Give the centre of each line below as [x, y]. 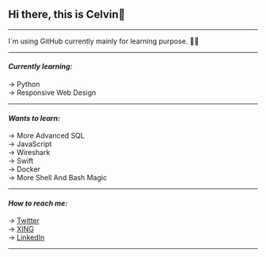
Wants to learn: [34, 118]
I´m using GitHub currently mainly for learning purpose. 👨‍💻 [104, 41]
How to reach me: [38, 203]
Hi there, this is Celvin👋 [67, 15]
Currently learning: [40, 66]
